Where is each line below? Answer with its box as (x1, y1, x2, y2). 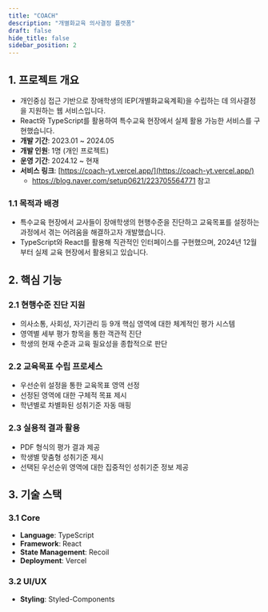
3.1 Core (8, 512, 41, 523)
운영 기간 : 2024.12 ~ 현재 (19, 155, 99, 165)
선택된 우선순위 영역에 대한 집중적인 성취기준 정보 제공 (19, 462, 190, 472)
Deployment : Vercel (19, 556, 87, 566)
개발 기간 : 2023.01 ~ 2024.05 (19, 135, 114, 145)
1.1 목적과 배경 (8, 198, 60, 209)
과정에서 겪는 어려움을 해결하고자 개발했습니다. (19, 227, 166, 237)
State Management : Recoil (19, 547, 110, 557)
